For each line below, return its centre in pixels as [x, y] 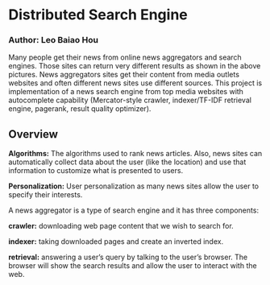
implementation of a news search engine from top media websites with [126, 92]
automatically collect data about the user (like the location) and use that [127, 162]
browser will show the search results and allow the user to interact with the [133, 266]
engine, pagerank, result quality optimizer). [80, 109]
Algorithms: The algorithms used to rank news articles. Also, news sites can [135, 154]
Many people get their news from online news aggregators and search [125, 57]
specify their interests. [46, 195]
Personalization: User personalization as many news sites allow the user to [134, 186]
